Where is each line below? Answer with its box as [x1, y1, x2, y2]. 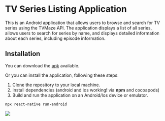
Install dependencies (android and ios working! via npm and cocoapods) [12, 87, 160, 93]
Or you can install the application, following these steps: [5, 72, 119, 78]
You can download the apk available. [5, 62, 80, 68]
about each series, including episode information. [5, 35, 106, 41]
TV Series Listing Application [5, 3, 127, 15]
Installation [5, 50, 40, 58]
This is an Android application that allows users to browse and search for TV [5, 20, 160, 26]
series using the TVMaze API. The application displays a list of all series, [5, 25, 152, 30]
